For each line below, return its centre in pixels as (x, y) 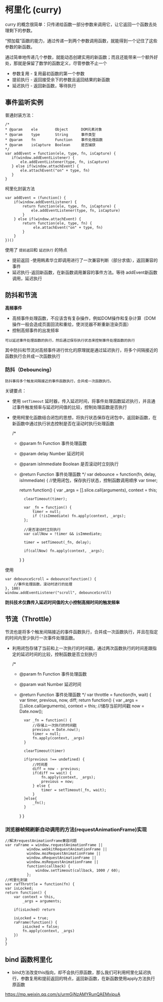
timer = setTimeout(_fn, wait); (74, 790)
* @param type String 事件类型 (50, 135)
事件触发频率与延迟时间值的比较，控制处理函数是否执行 (72, 407)
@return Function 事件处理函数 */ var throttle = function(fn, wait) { (85, 695)
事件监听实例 (24, 102)
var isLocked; (19, 888)
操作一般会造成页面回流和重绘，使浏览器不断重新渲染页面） (72, 324)
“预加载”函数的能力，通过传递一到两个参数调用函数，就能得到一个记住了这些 (81, 41)
